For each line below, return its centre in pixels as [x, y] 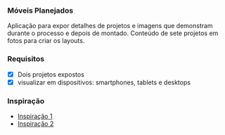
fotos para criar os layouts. [46, 41]
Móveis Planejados [40, 11]
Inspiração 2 [36, 124]
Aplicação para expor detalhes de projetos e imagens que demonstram [110, 26]
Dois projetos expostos [51, 74]
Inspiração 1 [35, 116]
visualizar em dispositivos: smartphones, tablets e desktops [104, 82]
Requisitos [26, 59]
